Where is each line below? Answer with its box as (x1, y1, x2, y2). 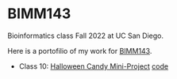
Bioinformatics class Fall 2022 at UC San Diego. (7, 31, 164, 40)
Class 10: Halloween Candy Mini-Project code (18, 61, 168, 71)
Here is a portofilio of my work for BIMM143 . (7, 46, 152, 55)
